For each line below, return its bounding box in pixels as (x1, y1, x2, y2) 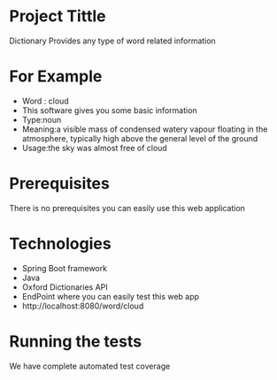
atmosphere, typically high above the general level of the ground (21, 133, 258, 143)
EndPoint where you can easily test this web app (21, 291, 200, 301)
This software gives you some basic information (21, 104, 197, 116)
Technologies (9, 234, 112, 254)
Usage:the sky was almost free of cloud (21, 142, 168, 153)
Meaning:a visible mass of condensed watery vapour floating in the (21, 124, 268, 134)
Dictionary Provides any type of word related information (9, 35, 217, 46)
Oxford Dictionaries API (21, 281, 108, 293)
